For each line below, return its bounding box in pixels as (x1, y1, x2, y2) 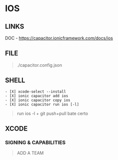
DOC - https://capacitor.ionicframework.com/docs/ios (5, 35, 113, 41)
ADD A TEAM (17, 150, 44, 156)
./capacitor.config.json (17, 62, 62, 68)
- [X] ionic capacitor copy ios (5, 98, 70, 103)
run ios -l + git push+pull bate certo (17, 110, 88, 116)
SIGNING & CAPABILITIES (5, 139, 66, 146)
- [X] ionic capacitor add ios (5, 93, 68, 98)
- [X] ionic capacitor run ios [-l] (5, 102, 79, 107)
